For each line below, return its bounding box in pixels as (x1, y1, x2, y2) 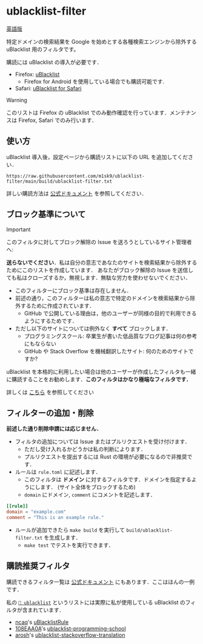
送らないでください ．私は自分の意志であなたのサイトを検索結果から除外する (6, 259, 198, 266)
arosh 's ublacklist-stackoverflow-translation (15, 631, 125, 639)
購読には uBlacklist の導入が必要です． (6, 58, 102, 66)
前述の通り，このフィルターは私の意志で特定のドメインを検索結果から (15, 294, 190, 302)
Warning (6, 96, 27, 104)
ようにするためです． (24, 317, 78, 324)
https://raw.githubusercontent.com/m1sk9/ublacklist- (6, 173, 145, 179)
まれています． (27, 606, 65, 614)
